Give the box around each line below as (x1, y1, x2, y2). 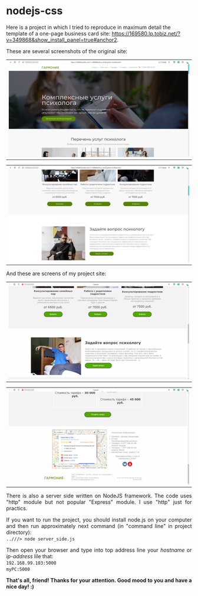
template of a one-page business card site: (6, 30, 111, 37)
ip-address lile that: (6, 553, 54, 560)
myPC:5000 (6, 566, 31, 572)
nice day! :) (6, 583, 34, 590)
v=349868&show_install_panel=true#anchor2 (6, 36, 117, 43)
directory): (6, 529, 32, 536)
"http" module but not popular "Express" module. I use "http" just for (6, 499, 192, 506)
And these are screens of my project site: (6, 270, 107, 277)
